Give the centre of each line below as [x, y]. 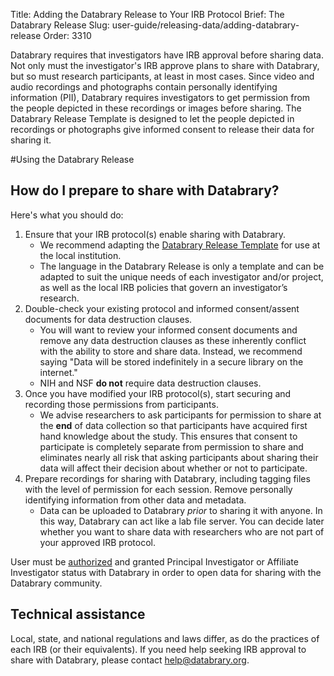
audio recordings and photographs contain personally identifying [144, 87]
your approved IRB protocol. [98, 542]
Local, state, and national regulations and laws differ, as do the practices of [165, 638]
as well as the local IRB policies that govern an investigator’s [163, 287]
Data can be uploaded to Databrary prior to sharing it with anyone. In [181, 510]
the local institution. [80, 255]
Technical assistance [78, 614]
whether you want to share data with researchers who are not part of [182, 531]
